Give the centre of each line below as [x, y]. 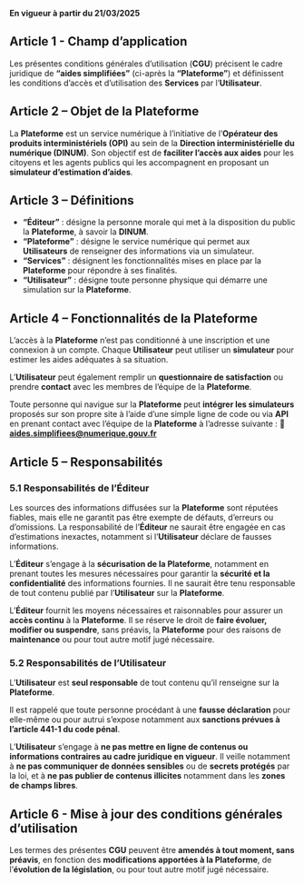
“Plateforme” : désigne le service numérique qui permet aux [136, 242]
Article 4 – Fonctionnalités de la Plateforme [134, 318]
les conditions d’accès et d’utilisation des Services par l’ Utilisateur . [136, 83]
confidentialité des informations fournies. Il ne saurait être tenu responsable [152, 583]
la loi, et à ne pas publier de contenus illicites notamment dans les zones [147, 776]
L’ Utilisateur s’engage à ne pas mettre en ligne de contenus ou [129, 747]
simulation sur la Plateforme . [77, 290]
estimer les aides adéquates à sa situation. [89, 360]
